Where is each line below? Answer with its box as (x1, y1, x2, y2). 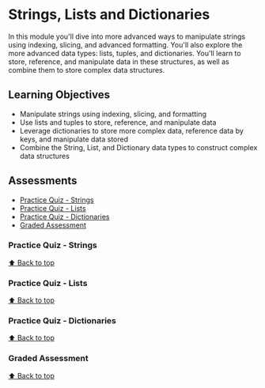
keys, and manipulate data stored (19, 134, 129, 144)
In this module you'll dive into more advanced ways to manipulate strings (8, 32, 246, 41)
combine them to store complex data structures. (8, 65, 165, 74)
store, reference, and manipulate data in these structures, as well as (8, 57, 229, 66)
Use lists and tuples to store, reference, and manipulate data (19, 117, 217, 127)
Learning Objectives (8, 89, 111, 102)
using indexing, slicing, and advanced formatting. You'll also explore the (8, 40, 243, 49)
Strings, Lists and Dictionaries (8, 6, 210, 24)
